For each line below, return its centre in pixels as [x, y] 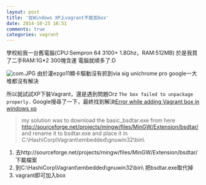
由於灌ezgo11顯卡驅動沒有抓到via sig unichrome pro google [112, 73]
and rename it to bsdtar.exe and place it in [74, 133]
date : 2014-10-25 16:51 [37, 23]
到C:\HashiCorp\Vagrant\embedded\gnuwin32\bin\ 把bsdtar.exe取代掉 [104, 168]
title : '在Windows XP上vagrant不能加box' [58, 18]
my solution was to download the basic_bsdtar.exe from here [98, 120]
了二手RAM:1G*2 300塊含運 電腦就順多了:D [61, 60]
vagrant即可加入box [40, 175]
